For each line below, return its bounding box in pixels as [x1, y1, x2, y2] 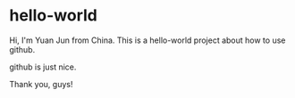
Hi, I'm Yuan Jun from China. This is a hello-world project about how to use [9, 35, 286, 45]
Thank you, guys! [9, 78, 73, 89]
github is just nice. [9, 61, 77, 72]
